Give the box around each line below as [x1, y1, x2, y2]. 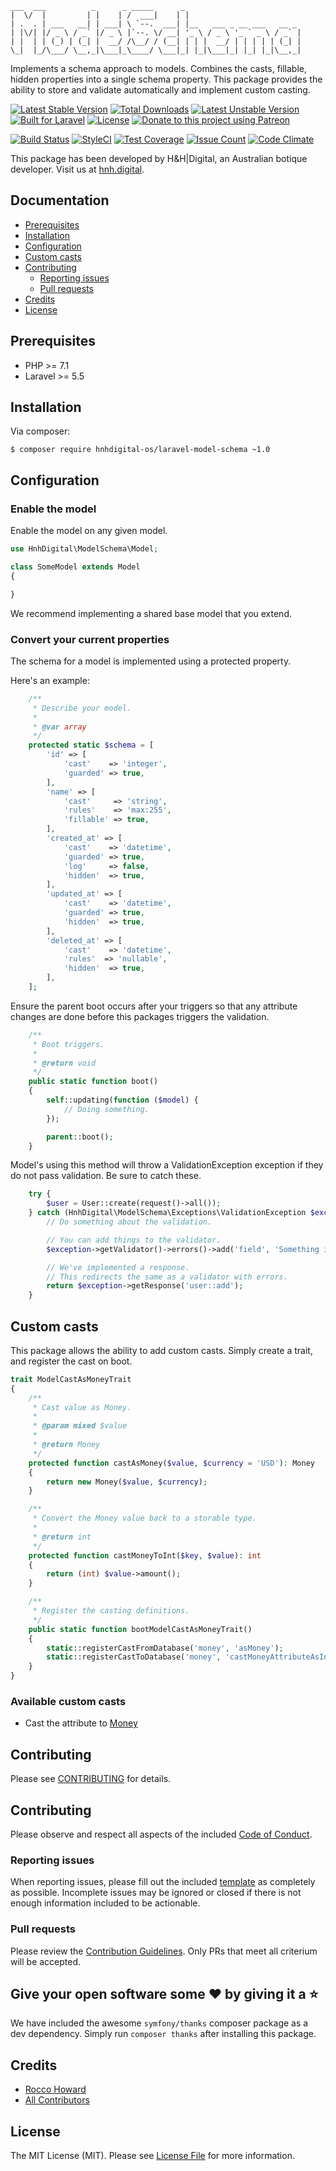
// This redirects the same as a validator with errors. [46, 1272, 288, 1282]
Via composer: [10, 425, 71, 437]
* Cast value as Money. [32, 1402, 132, 1412]
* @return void [32, 1058, 97, 1068]
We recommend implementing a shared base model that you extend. [10, 607, 292, 619]
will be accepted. [10, 1955, 82, 1967]
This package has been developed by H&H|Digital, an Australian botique [10, 153, 308, 164]
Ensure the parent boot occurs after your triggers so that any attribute [10, 1000, 298, 1012]
